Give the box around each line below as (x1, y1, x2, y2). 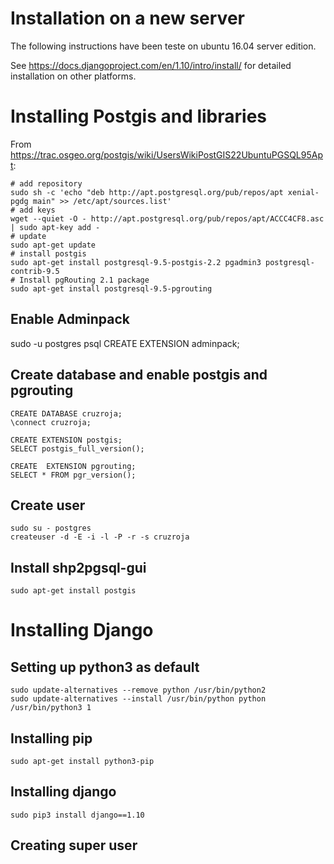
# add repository (10, 178, 83, 189)
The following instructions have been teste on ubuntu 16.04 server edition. (10, 40, 317, 52)
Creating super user (10, 837, 138, 854)
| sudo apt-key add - (10, 222, 101, 232)
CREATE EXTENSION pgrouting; (10, 461, 137, 471)
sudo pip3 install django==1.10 (10, 810, 145, 820)
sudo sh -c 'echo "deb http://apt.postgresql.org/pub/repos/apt (10, 187, 284, 197)
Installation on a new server (10, 7, 245, 30)
